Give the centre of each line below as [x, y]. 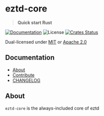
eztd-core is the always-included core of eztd [52, 108]
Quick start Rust [35, 22]
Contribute [23, 75]
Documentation [30, 58]
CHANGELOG [26, 80]
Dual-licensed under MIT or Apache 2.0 [46, 42]
